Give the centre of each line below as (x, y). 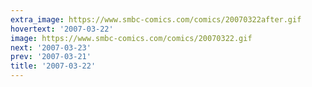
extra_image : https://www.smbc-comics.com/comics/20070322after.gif (156, 19)
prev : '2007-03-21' (51, 57)
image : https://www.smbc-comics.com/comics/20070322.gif (131, 38)
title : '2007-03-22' (53, 66)
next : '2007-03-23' (51, 47)
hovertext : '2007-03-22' (62, 29)
